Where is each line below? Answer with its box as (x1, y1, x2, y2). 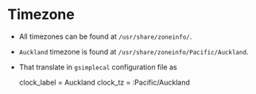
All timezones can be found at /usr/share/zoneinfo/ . (18, 32, 192, 41)
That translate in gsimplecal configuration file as (18, 62, 177, 72)
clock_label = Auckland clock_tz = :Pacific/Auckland (18, 77, 190, 87)
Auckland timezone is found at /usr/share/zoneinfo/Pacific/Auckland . (18, 47, 249, 56)
